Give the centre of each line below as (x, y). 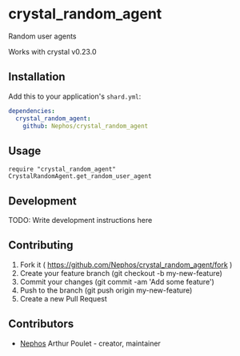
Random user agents (42, 36)
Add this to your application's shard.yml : (75, 96)
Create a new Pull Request (64, 298)
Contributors (41, 324)
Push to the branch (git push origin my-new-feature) (106, 290)
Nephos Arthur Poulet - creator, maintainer (90, 343)
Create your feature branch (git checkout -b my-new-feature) (121, 273)
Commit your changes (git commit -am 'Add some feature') (117, 281)
